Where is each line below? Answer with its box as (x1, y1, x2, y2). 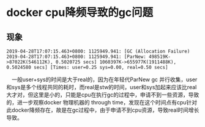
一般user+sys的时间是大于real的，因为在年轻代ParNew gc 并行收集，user (12, 76, 198, 83)
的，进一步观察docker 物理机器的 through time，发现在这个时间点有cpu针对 (6, 99, 198, 106)
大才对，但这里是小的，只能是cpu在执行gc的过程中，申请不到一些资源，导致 (6, 91, 199, 98)
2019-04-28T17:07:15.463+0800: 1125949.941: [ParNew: (6, 54, 147, 60)
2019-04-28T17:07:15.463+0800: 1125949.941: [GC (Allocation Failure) (6, 48, 190, 54)
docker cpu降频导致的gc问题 (6, 5, 154, 20)
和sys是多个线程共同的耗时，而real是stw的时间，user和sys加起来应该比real (6, 84, 197, 90)
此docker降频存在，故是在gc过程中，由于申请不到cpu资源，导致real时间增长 (6, 106, 199, 114)
